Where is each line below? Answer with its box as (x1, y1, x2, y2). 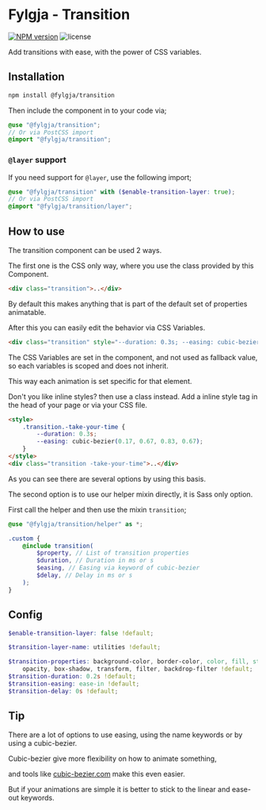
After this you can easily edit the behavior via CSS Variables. (8, 323, 206, 332)
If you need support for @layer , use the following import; (8, 172, 192, 182)
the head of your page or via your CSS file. (8, 400, 148, 409)
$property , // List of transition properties (36, 549, 190, 557)
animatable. (8, 307, 47, 317)
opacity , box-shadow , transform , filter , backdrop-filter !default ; (22, 665, 253, 674)
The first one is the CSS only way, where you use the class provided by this (8, 260, 254, 271)
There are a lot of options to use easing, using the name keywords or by (8, 730, 243, 739)
